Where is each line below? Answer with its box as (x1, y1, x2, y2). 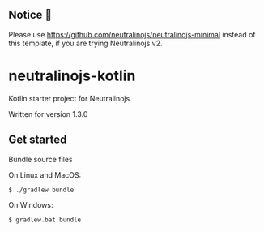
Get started (8, 133, 67, 147)
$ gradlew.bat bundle (8, 216, 82, 224)
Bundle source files (8, 154, 73, 164)
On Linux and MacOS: (8, 170, 82, 179)
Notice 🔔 (8, 8, 53, 22)
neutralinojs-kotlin (8, 67, 136, 85)
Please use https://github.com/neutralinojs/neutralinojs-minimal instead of (8, 29, 256, 39)
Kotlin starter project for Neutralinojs (8, 93, 130, 103)
